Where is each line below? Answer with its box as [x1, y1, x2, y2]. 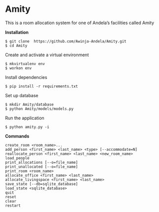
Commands [5, 133, 30, 139]
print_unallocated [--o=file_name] [5, 164, 78, 169]
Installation [5, 29, 29, 35]
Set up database [5, 92, 38, 98]
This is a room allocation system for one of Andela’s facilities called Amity [5, 20, 154, 26]
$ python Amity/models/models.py [5, 106, 74, 111]
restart [5, 203, 21, 208]
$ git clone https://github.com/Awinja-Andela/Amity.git [5, 38, 127, 44]
